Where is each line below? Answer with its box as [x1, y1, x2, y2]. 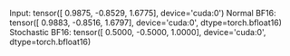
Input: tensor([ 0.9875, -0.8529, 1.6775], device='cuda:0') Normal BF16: [9, 8, 276, 18]
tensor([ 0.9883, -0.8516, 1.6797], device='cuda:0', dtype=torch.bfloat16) [9, 17, 283, 28]
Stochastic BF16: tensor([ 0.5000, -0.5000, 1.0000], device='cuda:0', [9, 27, 266, 37]
